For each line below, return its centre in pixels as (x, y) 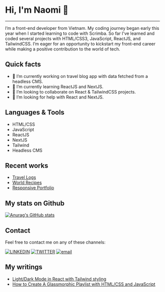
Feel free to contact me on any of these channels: (55, 242)
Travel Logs (24, 177)
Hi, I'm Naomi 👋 (37, 10)
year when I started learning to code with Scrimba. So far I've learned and (80, 33)
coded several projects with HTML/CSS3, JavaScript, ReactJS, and (73, 38)
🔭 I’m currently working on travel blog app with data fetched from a (80, 76)
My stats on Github (35, 203)
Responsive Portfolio (33, 188)
